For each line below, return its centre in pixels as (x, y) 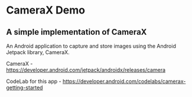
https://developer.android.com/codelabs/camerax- (124, 81)
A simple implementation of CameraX (77, 32)
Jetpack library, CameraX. (38, 52)
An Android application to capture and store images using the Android (91, 46)
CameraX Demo (46, 10)
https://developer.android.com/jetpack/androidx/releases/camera (86, 70)
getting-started (25, 88)
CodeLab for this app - (34, 81)
